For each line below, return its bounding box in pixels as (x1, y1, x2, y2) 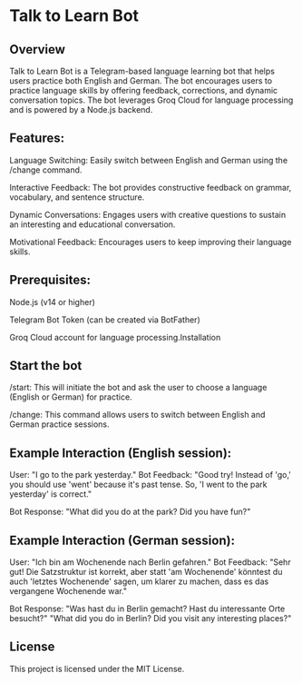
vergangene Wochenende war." (9, 586, 128, 597)
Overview (9, 42, 66, 57)
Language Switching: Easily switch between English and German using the (9, 154, 288, 165)
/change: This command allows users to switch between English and (9, 410, 266, 421)
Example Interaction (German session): (9, 532, 236, 548)
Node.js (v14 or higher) (9, 296, 95, 307)
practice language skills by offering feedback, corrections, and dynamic (9, 85, 278, 95)
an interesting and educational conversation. (9, 219, 176, 230)
